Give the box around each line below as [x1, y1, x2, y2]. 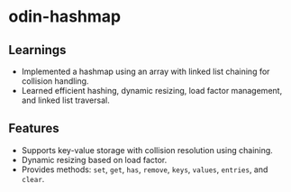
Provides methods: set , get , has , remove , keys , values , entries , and [21, 164, 268, 175]
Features [8, 121, 59, 136]
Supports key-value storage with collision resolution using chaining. [21, 144, 274, 155]
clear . [21, 173, 45, 184]
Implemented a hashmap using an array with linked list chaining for [21, 66, 270, 77]
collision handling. [21, 76, 89, 87]
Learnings [8, 42, 67, 58]
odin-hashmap [8, 6, 122, 27]
